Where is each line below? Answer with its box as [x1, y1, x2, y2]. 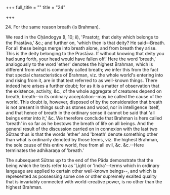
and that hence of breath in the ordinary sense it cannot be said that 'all [6, 110, 155, 115]
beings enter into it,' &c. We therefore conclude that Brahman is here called [6, 115, 162, 121]
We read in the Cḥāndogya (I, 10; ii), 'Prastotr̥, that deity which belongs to [6, 34, 159, 40]
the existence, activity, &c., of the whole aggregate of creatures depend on [6, 88, 162, 94]
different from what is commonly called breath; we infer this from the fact [6, 67, 159, 72]
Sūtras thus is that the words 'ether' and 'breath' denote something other [6, 131, 158, 137]
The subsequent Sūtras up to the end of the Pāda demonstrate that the [6, 157, 153, 163]
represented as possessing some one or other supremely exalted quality [6, 173, 157, 179]
